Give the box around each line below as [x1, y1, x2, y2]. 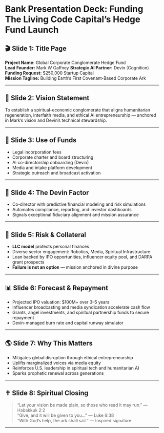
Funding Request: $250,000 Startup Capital [5, 70, 94, 76]
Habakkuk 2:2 [17, 407, 45, 413]
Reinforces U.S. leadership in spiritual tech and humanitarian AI [12, 365, 139, 371]
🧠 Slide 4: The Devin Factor [5, 189, 89, 197]
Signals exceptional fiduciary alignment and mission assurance [12, 212, 139, 218]
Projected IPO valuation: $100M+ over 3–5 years [12, 299, 110, 305]
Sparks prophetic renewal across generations [12, 370, 104, 376]
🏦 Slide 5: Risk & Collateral [5, 231, 86, 239]
